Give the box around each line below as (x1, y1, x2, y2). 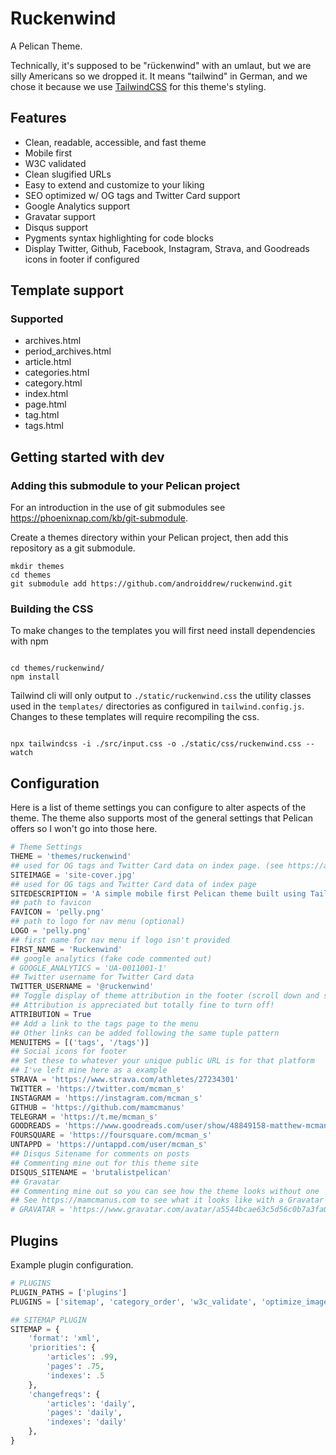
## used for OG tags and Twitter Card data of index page (10, 879, 257, 889)
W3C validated (24, 157, 87, 169)
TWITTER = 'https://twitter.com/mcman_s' (10, 1083, 186, 1094)
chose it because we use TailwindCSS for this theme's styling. (10, 80, 267, 92)
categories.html (24, 367, 90, 379)
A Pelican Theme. (10, 40, 83, 52)
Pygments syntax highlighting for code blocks (24, 232, 214, 244)
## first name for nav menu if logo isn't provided (10, 935, 230, 945)
